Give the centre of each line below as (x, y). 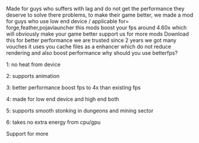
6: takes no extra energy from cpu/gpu (53, 122)
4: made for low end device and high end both (63, 99)
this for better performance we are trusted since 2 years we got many (91, 40)
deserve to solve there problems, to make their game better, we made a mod (100, 15)
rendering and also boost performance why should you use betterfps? (92, 53)
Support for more (27, 134)
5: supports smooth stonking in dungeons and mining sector (80, 111)
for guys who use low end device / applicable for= (68, 21)
